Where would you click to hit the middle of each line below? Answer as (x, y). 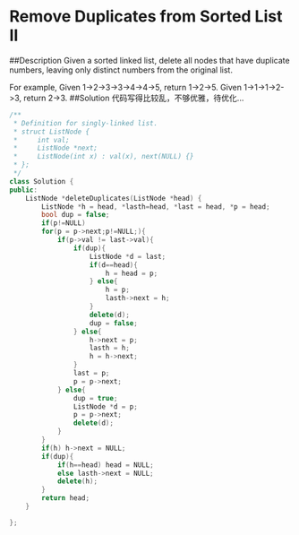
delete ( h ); (77, 481)
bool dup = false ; (76, 215)
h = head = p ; (132, 273)
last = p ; (91, 374)
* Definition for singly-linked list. (85, 123)
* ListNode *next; (56, 148)
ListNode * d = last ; (128, 256)
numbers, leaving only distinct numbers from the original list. (121, 70)
